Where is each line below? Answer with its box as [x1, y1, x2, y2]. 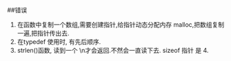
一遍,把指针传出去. [17, 29, 70, 37]
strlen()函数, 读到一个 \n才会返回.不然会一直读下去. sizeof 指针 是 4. [17, 47, 209, 54]
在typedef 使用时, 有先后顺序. [17, 38, 101, 46]
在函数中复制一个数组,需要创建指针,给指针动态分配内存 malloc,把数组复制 [17, 21, 225, 29]
